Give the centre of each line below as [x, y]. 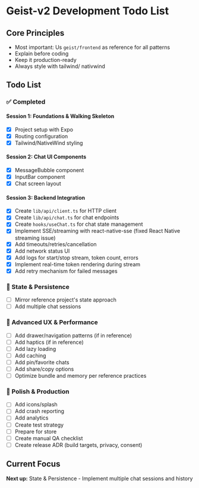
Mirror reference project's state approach [66, 300]
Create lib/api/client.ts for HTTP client [66, 211]
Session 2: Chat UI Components [46, 157]
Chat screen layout [38, 184]
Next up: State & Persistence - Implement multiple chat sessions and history [99, 478]
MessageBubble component [49, 170]
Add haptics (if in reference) [49, 342]
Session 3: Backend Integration [45, 197]
